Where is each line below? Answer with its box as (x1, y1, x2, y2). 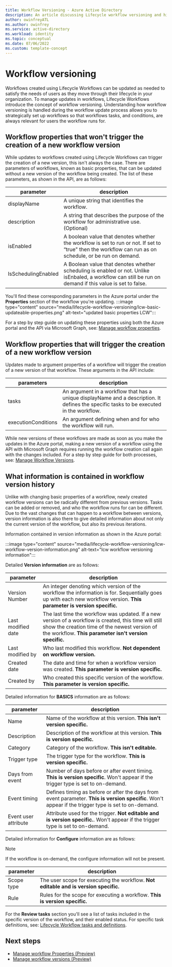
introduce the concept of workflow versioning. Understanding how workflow (5, 101, 166, 108)
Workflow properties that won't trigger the (5, 132, 144, 141)
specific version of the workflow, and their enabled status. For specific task (5, 917, 164, 922)
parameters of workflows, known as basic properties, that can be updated (5, 165, 162, 171)
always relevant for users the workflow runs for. (5, 118, 106, 124)
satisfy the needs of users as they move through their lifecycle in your (5, 91, 153, 97)
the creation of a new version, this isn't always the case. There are (5, 160, 146, 166)
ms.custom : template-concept (5, 46, 68, 51)
